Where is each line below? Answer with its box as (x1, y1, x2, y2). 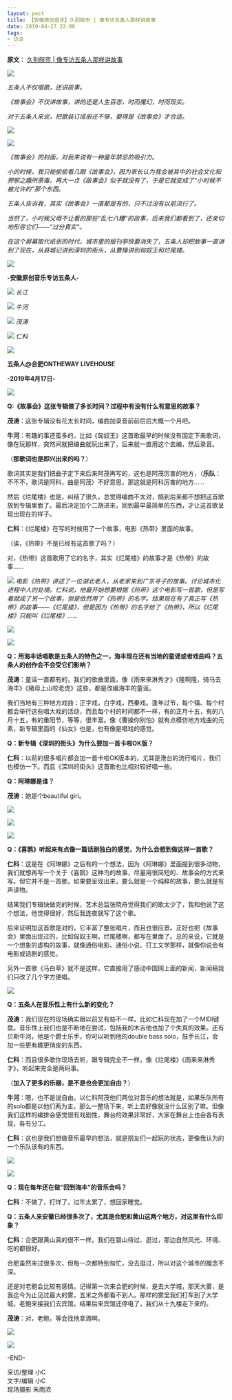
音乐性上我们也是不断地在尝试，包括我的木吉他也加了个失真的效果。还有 (19, 1023, 224, 1032)
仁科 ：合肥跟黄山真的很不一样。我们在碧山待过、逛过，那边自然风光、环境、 (7, 1236, 224, 1244)
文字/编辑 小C (7, 1377, 46, 1385)
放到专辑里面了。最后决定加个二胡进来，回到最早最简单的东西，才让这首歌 (7, 501, 218, 510)
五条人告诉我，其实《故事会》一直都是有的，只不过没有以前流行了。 (7, 199, 200, 208)
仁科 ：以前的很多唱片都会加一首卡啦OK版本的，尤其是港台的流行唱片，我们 (7, 754, 222, 762)
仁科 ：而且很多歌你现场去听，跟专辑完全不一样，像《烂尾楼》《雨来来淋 (7, 1056, 209, 1064)
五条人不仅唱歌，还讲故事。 (7, 83, 86, 92)
